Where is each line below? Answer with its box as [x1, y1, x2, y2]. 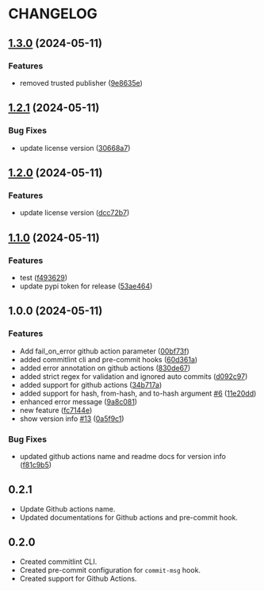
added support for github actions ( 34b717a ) [19, 380, 163, 389]
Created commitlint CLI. [19, 557, 98, 566]
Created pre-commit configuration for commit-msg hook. [19, 565, 201, 574]
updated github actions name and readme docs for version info [19, 451, 226, 461]
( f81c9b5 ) [19, 460, 52, 469]
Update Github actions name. [19, 504, 116, 513]
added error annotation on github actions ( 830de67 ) [19, 363, 191, 373]
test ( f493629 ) [19, 272, 68, 282]
